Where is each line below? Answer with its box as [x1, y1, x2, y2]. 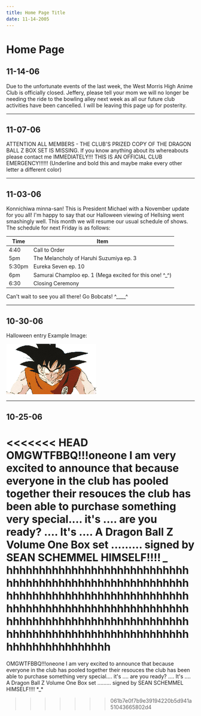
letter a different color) [6, 166, 62, 174]
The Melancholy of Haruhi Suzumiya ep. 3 [33, 255, 137, 262]
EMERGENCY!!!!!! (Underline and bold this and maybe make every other [6, 160, 182, 167]
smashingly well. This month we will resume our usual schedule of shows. [6, 218, 188, 225]
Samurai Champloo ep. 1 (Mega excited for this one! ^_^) [33, 271, 172, 279]
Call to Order [33, 246, 65, 253]
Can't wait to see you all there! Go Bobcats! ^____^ [6, 293, 129, 300]
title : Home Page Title [6, 10, 66, 16]
